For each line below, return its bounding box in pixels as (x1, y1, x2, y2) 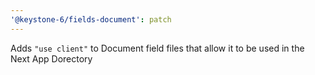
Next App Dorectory (10, 52, 93, 65)
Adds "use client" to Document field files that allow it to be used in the (10, 42, 305, 54)
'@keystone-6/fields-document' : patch (10, 14, 172, 25)
